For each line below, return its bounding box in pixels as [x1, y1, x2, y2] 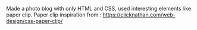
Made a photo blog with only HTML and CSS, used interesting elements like [6, 5, 192, 12]
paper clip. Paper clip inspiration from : [6, 11, 102, 18]
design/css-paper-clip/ [6, 18, 63, 24]
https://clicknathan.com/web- [102, 11, 176, 18]
